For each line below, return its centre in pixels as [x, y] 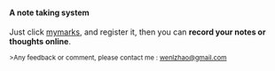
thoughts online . [40, 42]
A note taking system [50, 12]
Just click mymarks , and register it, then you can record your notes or [137, 32]
